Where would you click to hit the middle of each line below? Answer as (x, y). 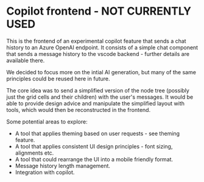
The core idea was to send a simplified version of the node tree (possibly (98, 90)
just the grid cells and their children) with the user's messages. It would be (100, 97)
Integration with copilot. (45, 172)
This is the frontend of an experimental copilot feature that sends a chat (97, 41)
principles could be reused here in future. (58, 79)
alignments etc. (34, 153)
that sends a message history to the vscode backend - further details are (98, 54)
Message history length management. (63, 166)
